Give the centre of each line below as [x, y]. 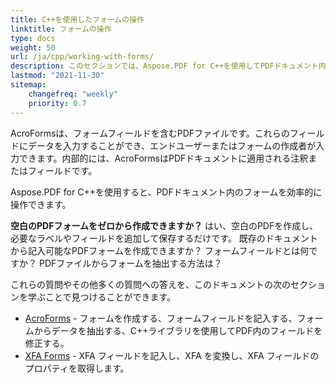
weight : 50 [33, 47]
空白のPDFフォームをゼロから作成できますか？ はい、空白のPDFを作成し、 [164, 225]
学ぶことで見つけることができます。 [102, 297]
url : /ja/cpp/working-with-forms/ [82, 57]
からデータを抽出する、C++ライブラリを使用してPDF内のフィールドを [178, 330]
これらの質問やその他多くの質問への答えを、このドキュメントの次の [150, 284]
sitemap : [28, 85]
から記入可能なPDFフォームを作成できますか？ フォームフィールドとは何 [160, 250]
